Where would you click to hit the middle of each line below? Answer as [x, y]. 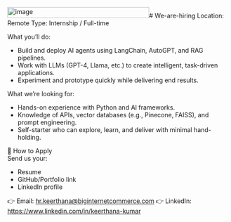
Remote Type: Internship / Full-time [58, 23]
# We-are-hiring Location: [187, 15]
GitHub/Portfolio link [47, 179]
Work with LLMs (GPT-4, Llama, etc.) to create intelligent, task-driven [118, 65]
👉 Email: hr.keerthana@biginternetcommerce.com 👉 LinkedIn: [99, 201]
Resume [29, 172]
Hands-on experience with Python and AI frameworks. [96, 107]
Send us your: [27, 158]
